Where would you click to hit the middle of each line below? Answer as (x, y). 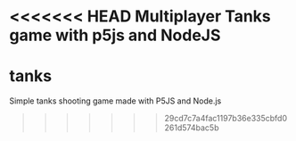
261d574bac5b (192, 128)
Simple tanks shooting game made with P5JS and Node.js (115, 101)
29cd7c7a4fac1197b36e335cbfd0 (226, 119)
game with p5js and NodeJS (115, 35)
